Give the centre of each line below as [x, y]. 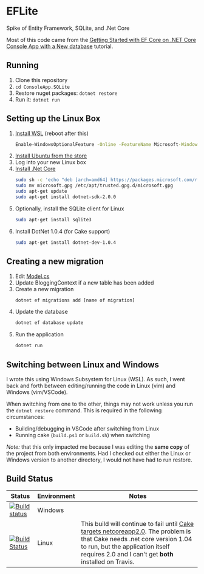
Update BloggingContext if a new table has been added [84, 282]
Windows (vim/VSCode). [37, 392]
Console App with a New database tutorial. [60, 46]
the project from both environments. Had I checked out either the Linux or [99, 453]
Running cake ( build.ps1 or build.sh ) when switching [83, 435]
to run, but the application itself [125, 547]
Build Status [30, 479]
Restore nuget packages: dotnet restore [66, 93]
